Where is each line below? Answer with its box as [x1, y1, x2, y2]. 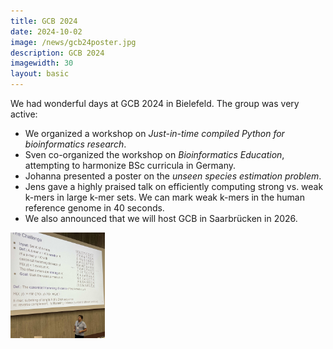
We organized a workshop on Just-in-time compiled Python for [24, 128, 285, 139]
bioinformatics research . [24, 138, 127, 150]
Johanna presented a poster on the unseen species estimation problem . [24, 170, 322, 182]
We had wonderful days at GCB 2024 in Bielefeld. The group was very [10, 98, 300, 109]
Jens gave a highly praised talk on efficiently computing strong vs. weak [24, 181, 324, 192]
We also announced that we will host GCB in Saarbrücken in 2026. [24, 213, 298, 224]
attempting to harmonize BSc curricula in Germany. [24, 160, 237, 171]
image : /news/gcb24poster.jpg [10, 37, 137, 47]
